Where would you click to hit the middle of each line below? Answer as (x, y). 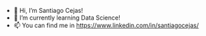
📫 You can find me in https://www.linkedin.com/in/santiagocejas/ (106, 25)
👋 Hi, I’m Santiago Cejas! (48, 11)
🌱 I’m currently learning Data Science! (67, 18)
